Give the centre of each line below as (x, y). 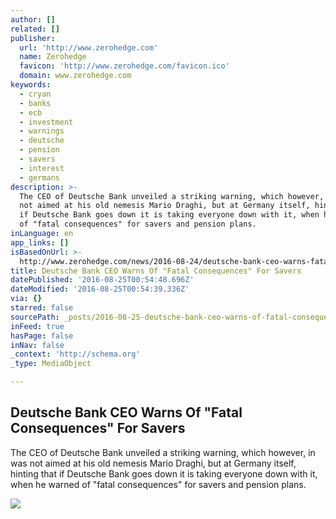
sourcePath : (35, 317)
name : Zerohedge (53, 57)
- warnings (42, 131)
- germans (39, 177)
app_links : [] (40, 242)
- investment (46, 122)
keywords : (31, 85)
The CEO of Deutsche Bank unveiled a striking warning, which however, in (163, 452)
